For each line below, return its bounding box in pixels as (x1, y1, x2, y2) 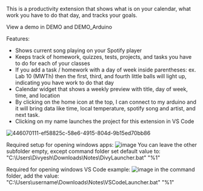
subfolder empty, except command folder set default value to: (6, 148, 161, 155)
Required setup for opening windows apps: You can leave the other (6, 141, 197, 148)
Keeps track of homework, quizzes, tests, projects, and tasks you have (15, 53, 192, 60)
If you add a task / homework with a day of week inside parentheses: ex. (15, 66, 196, 73)
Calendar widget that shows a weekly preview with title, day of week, (15, 85, 188, 93)
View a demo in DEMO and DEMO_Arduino (6, 24, 112, 30)
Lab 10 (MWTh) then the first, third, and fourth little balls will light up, (15, 73, 187, 79)
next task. (15, 112, 40, 118)
